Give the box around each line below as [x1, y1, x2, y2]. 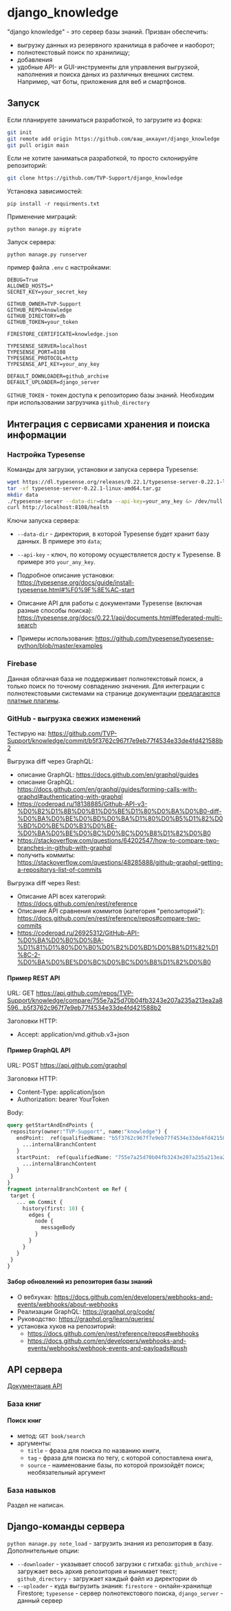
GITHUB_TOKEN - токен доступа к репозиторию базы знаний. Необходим [7, 391, 214, 400]
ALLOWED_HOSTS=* [7, 283, 54, 290]
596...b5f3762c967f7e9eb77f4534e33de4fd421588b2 [7, 1004, 162, 1012]
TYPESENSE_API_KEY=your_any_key [7, 361, 100, 368]
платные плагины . [7, 696, 60, 704]
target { [10, 1192, 36, 1199]
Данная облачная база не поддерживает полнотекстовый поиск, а [7, 674, 203, 682]
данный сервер [16, 1596, 63, 1604]
